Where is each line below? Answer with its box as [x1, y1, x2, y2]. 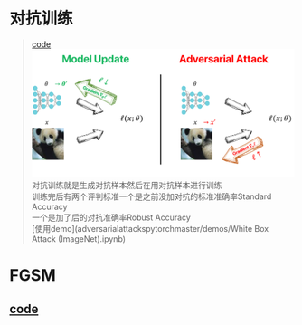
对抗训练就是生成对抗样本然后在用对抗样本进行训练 [31, 180, 222, 191]
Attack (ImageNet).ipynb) [31, 234, 127, 244]
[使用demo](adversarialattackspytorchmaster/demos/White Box [31, 224, 269, 234]
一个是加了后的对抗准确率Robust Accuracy [31, 212, 192, 223]
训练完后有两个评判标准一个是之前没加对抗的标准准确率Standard [31, 191, 272, 202]
